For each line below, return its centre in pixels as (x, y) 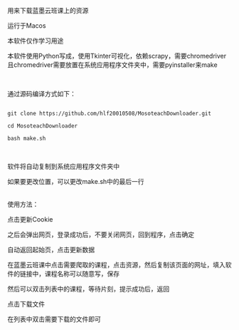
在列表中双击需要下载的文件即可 (54, 319)
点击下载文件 (26, 304)
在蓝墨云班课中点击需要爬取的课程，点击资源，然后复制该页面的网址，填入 (116, 265)
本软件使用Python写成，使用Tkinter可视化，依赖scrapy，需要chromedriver (117, 56)
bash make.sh (27, 138)
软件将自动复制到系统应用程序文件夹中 (63, 166)
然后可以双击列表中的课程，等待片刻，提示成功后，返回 (88, 289)
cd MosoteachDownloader (43, 126)
